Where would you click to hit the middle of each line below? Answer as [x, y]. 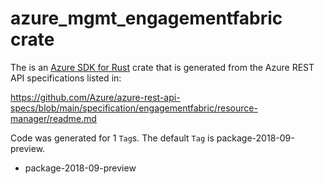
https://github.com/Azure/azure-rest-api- [95, 97]
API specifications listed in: [66, 78]
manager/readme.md [53, 118]
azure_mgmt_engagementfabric [146, 18]
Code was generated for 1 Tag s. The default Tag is [112, 138]
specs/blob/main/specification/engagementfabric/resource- [134, 108]
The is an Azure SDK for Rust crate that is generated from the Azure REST [162, 67]
